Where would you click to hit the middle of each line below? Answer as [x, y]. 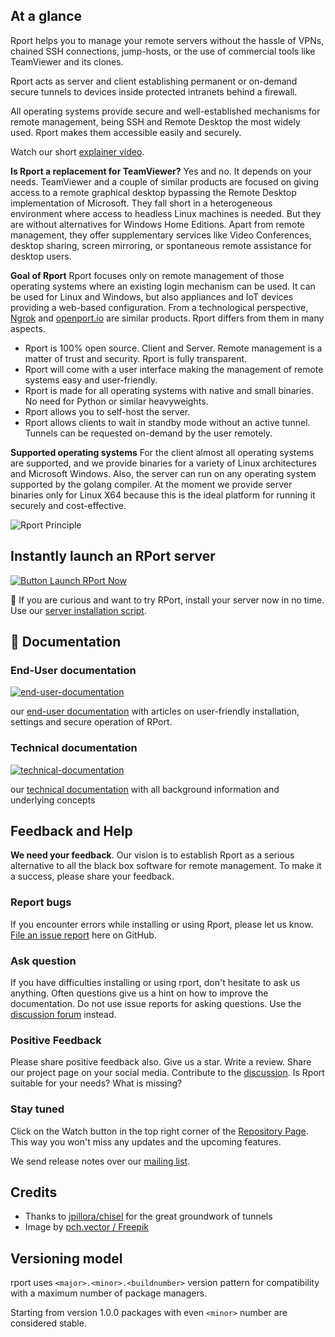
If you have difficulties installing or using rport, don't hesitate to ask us [155, 983]
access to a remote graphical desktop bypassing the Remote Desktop [153, 192]
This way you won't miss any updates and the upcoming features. [146, 1141]
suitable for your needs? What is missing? [96, 1083]
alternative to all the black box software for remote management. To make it [166, 866]
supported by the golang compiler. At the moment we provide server [151, 484]
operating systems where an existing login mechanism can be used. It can [163, 286]
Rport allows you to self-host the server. [107, 411]
